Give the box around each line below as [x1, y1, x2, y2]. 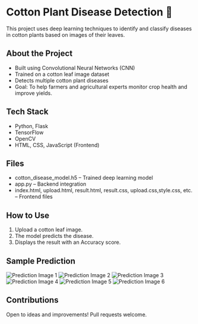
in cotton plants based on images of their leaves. [6, 31, 125, 38]
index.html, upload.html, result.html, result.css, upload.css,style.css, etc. [14, 187, 193, 194]
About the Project [6, 49, 73, 59]
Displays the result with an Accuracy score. [14, 239, 121, 246]
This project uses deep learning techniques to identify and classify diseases [6, 25, 192, 32]
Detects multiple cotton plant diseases [14, 77, 108, 84]
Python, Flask [14, 122, 49, 129]
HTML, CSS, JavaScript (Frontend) [14, 141, 100, 148]
